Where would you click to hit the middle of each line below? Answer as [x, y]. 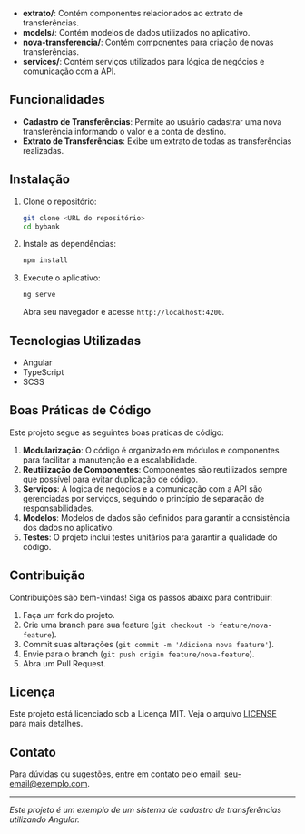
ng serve [39, 295]
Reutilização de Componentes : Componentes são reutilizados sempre [155, 469]
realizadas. [43, 150]
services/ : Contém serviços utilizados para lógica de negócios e [143, 61]
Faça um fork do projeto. [69, 615]
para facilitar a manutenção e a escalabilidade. [110, 460]
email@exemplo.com [49, 784]
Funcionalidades [58, 100]
